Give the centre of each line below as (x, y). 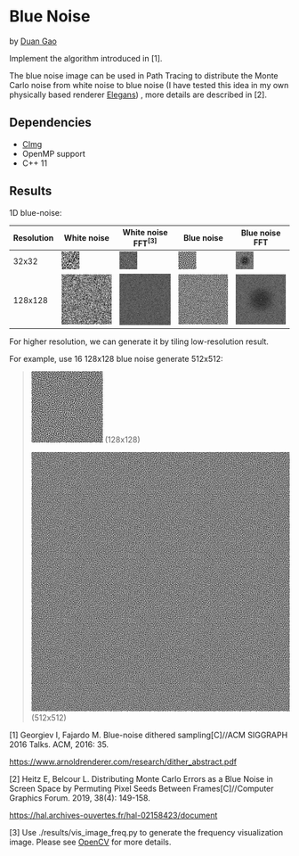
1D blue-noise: (36, 212)
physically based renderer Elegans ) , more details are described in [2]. (138, 95)
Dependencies (50, 123)
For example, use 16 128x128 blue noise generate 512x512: (116, 359)
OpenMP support (54, 153)
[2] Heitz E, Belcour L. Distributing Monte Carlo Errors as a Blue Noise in (141, 778)
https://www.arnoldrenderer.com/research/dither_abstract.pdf (123, 761)
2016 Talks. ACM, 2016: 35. (59, 744)
